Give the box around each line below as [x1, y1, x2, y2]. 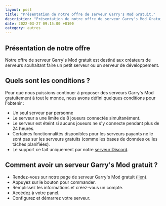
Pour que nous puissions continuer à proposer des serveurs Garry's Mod [5, 89, 154, 95]
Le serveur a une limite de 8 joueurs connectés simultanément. [12, 115, 141, 121]
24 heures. [12, 125, 35, 131]
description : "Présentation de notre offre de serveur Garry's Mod [5, 16, 147, 21]
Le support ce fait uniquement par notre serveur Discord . [12, 146, 129, 152]
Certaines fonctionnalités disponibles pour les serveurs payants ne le [12, 130, 153, 136]
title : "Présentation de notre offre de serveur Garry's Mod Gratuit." [5, 12, 156, 17]
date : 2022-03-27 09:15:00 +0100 [5, 21, 74, 26]
